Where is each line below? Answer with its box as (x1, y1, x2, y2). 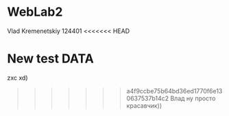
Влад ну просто (170, 94, 216, 102)
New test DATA (7, 51, 94, 67)
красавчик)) (126, 101, 162, 110)
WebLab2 (7, 4, 63, 20)
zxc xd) (7, 73, 29, 82)
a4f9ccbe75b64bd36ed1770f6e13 (126, 86, 223, 95)
